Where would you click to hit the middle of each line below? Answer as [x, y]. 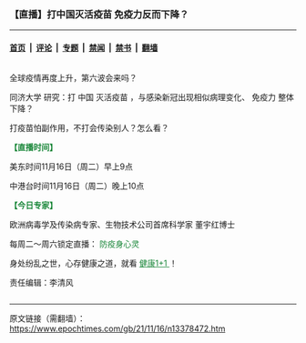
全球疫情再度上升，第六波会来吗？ [73, 77]
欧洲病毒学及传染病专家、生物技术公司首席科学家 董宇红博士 [122, 224]
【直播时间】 [33, 146]
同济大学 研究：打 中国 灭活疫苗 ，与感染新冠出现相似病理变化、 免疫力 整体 [152, 96]
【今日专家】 [33, 205]
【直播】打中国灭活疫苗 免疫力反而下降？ [99, 14]
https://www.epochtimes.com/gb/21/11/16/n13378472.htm [117, 328]
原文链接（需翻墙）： [47, 318]
